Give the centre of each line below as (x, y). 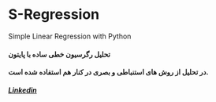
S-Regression (54, 15)
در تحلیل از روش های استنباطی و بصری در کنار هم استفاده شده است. (108, 72)
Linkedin (22, 90)
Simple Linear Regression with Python (70, 36)
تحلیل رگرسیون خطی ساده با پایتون (59, 54)
